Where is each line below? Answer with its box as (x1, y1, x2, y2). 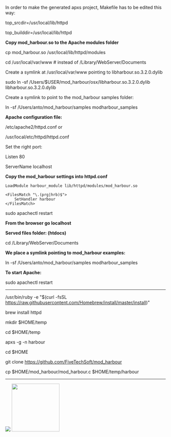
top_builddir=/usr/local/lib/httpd (5, 30, 72, 35)
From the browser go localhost (5, 220, 71, 226)
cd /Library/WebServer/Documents (5, 240, 79, 246)
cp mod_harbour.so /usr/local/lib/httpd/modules (5, 50, 106, 55)
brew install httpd (5, 309, 42, 315)
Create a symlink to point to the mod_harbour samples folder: (5, 94, 134, 100)
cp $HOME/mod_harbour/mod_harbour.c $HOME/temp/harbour (5, 369, 139, 375)
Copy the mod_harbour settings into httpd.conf (5, 174, 108, 179)
